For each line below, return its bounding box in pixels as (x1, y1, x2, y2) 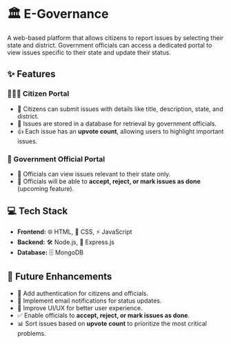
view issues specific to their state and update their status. (7, 48, 171, 57)
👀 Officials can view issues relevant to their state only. (17, 170, 171, 178)
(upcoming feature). (17, 184, 74, 192)
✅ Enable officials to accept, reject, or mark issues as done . (17, 311, 190, 319)
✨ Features (7, 68, 56, 80)
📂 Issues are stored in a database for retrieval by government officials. (17, 119, 217, 128)
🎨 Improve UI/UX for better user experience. (17, 303, 143, 312)
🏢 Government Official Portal (7, 154, 106, 163)
